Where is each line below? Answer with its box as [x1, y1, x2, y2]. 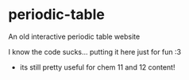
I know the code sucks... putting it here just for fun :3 [8, 47, 181, 56]
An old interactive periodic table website [8, 32, 141, 41]
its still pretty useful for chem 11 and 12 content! [19, 62, 175, 72]
